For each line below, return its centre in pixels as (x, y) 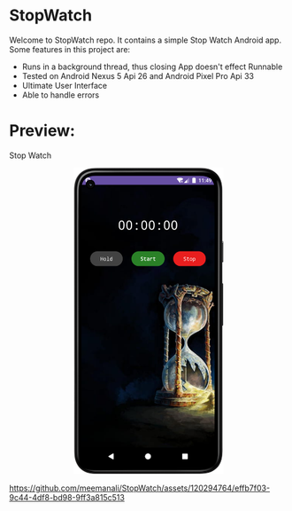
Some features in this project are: (70, 49)
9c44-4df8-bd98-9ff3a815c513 (67, 497)
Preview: (42, 131)
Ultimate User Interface (65, 85)
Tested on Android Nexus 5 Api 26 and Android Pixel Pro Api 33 (138, 75)
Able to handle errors (61, 95)
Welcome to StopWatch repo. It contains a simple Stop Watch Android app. (145, 40)
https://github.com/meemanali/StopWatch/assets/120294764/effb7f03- (140, 488)
